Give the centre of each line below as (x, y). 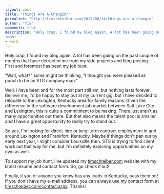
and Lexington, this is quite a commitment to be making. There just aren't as (81, 111)
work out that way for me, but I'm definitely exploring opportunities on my (79, 146)
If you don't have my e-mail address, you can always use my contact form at (82, 181)
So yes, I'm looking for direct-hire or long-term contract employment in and (81, 131)
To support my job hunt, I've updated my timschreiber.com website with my (81, 161)
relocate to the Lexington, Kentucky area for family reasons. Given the (75, 100)
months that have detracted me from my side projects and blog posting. (77, 61)
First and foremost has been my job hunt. (46, 66)
